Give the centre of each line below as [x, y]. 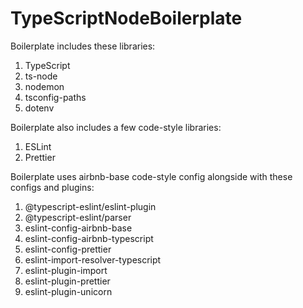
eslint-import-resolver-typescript [93, 259]
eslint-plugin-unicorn [68, 291]
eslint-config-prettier [68, 249]
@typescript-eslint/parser [78, 217]
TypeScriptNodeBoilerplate [126, 18]
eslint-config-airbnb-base [78, 228]
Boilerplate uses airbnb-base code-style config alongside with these [151, 176]
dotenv [39, 108]
